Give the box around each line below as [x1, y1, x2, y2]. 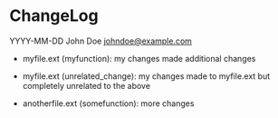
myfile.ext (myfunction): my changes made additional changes [22, 53, 256, 64]
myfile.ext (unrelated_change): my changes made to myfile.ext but [22, 70, 271, 82]
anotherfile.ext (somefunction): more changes [22, 97, 195, 109]
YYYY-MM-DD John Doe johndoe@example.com [9, 35, 193, 46]
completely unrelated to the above [22, 80, 151, 91]
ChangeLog [9, 5, 99, 26]
